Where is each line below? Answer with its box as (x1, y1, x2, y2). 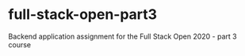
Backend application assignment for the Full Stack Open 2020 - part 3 (8, 32, 237, 41)
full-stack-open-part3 (8, 6, 157, 24)
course (8, 39, 32, 49)
